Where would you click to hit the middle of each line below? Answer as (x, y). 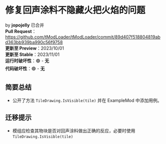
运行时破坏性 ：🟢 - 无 (27, 60)
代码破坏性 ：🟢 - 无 (25, 68)
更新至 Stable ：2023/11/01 (32, 54)
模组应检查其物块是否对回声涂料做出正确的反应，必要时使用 (74, 130)
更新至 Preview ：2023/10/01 (34, 48)
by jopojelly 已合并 (25, 25)
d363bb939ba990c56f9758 (34, 42)
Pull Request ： (21, 31)
